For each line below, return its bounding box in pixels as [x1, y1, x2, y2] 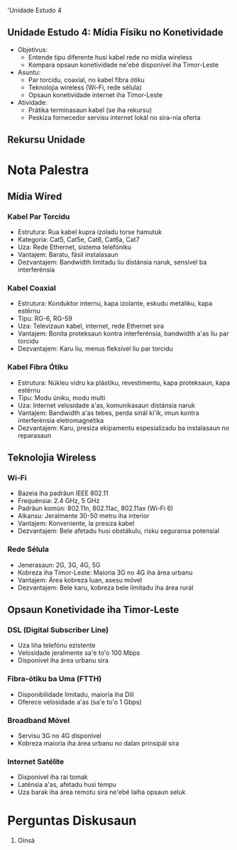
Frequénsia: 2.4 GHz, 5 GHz [17, 497, 100, 505]
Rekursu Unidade [7, 134, 85, 146]
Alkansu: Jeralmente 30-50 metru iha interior [17, 512, 150, 520]
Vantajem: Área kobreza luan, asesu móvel [17, 575, 143, 584]
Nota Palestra [7, 162, 89, 178]
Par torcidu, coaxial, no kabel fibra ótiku [28, 75, 145, 84]
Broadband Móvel [7, 715, 70, 725]
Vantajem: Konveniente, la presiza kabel [17, 519, 135, 528]
